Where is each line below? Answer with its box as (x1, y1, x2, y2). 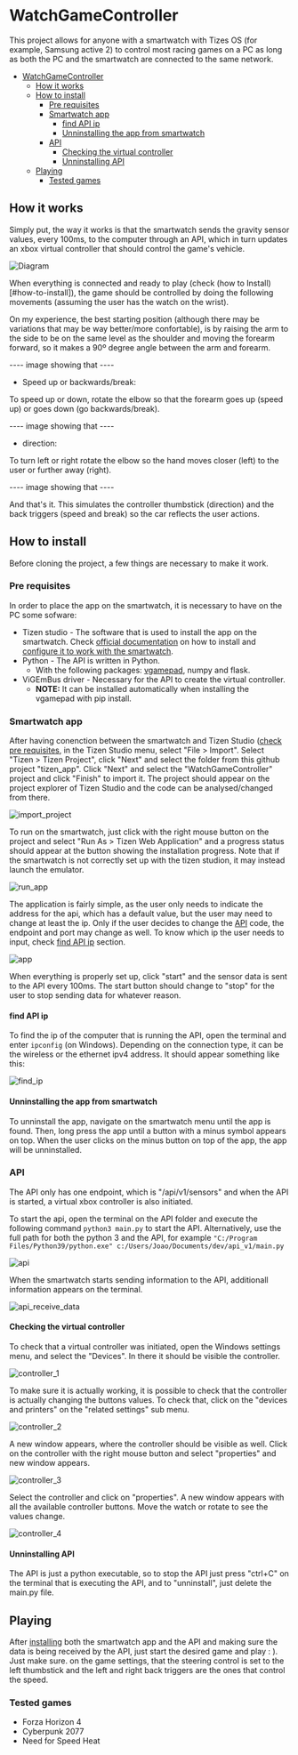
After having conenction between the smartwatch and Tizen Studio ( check (9, 736, 282, 746)
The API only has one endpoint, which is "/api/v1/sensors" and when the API (9, 1187, 289, 1197)
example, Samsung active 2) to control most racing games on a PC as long (9, 44, 283, 54)
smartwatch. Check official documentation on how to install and (21, 636, 256, 647)
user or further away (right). (9, 464, 112, 475)
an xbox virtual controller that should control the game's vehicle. (9, 243, 246, 254)
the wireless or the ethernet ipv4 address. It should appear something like (9, 1049, 280, 1059)
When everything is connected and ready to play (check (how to (9, 278, 245, 288)
